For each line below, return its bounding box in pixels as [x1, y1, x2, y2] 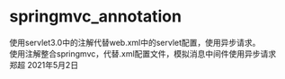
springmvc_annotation [9, 6, 183, 27]
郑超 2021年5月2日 [9, 59, 79, 70]
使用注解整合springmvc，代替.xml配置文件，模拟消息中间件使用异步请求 [9, 48, 277, 59]
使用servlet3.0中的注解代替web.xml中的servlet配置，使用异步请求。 [9, 37, 261, 48]
